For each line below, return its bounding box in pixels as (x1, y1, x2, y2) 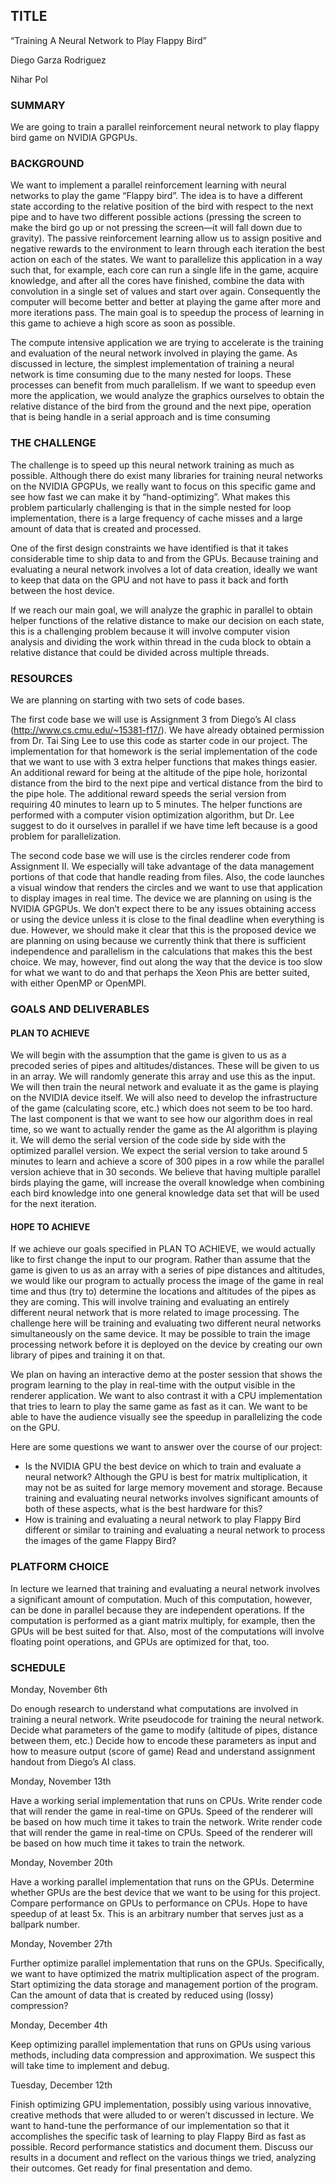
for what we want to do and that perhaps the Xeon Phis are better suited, (10, 967, 310, 978)
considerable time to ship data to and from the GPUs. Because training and (10, 552, 319, 564)
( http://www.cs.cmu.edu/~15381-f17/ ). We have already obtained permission (10, 724, 325, 736)
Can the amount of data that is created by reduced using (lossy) (10, 1989, 274, 2001)
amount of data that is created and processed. (10, 522, 202, 534)
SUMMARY (10, 98, 66, 112)
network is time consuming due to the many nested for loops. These (10, 369, 292, 381)
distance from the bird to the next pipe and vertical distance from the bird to (10, 777, 323, 789)
